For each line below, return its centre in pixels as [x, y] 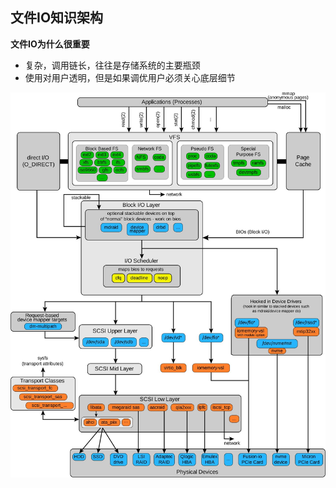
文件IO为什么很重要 [50, 44]
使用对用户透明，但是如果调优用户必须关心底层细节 [130, 77]
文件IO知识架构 [57, 18]
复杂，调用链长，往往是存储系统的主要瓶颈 [112, 65]
